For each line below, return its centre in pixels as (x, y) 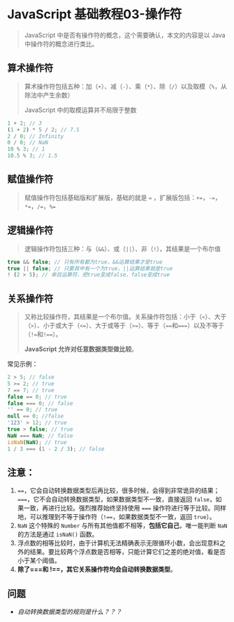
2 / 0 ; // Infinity (36, 136)
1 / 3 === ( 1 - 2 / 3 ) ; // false (56, 449)
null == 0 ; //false (36, 416)
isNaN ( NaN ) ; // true (37, 442)
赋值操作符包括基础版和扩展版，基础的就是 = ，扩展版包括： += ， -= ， (123, 198)
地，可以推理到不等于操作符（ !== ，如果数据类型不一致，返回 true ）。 (116, 517)
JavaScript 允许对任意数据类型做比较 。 (81, 349)
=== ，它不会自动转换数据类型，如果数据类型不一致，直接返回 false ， (117, 499)
